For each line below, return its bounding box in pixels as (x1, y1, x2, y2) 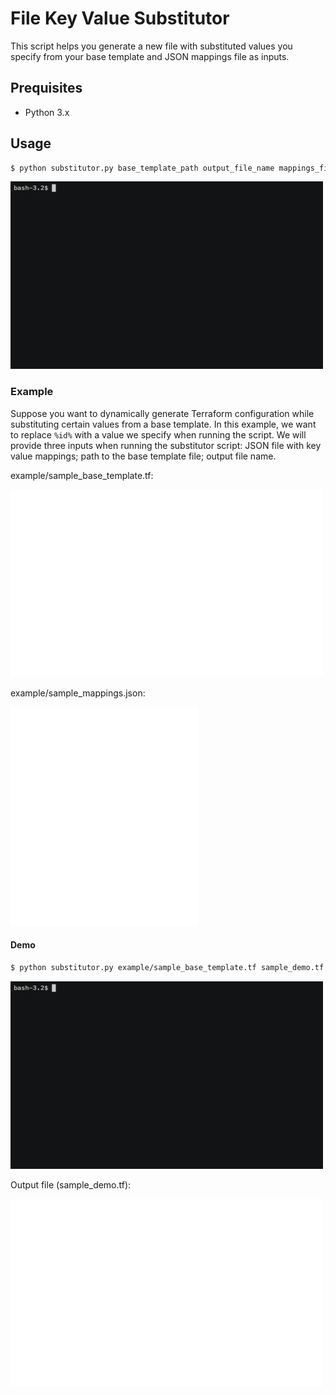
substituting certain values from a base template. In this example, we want (10, 418, 317, 430)
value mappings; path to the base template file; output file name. (10, 450, 277, 462)
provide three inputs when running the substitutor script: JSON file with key (10, 439, 322, 451)
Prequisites (10, 80, 83, 97)
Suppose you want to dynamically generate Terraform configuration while (10, 407, 315, 419)
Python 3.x (24, 106, 70, 118)
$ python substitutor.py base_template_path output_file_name (10, 163, 275, 173)
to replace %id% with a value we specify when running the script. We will (10, 428, 307, 441)
